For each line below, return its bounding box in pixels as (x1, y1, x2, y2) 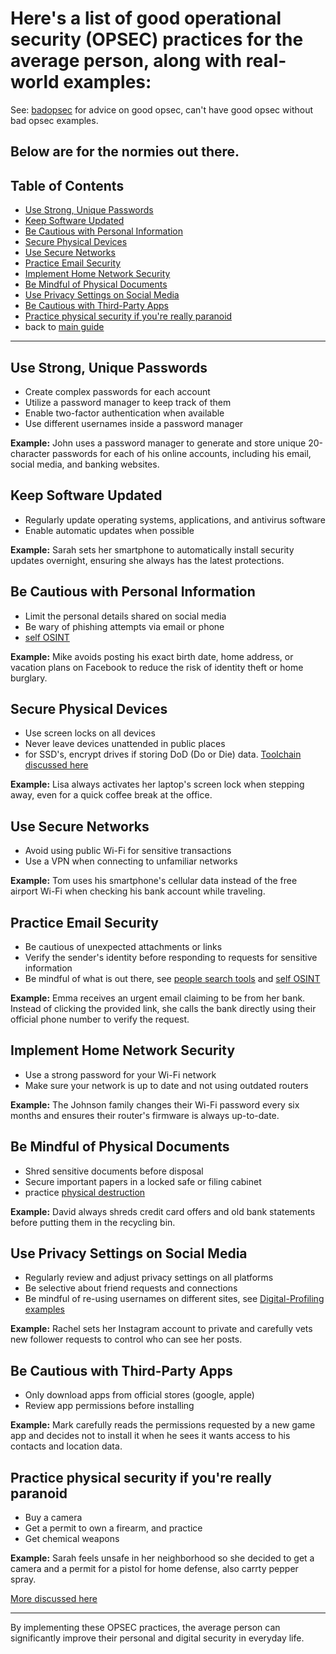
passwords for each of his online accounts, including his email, (52, 447, 312, 459)
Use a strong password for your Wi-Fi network (24, 1068, 217, 1081)
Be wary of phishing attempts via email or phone (24, 620, 225, 632)
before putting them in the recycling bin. (10, 1216, 176, 1228)
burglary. (10, 672, 48, 684)
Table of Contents (10, 177, 125, 194)
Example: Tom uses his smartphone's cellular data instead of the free (10, 875, 298, 887)
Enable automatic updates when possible (24, 524, 195, 536)
